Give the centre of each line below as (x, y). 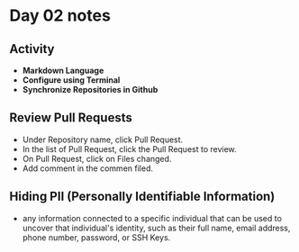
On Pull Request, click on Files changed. (97, 158)
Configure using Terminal (71, 80)
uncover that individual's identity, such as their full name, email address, (156, 228)
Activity (32, 49)
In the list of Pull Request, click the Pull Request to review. (129, 148)
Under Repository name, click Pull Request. (103, 139)
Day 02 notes (60, 16)
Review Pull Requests (71, 118)
